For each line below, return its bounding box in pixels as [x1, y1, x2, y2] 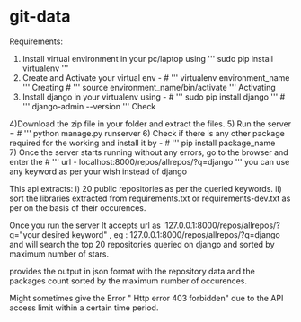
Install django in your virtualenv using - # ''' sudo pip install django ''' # [22, 91, 286, 102]
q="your [9, 229, 40, 239]
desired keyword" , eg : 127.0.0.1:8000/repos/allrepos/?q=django [41, 229, 280, 239]
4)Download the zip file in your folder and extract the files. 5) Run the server [9, 118, 292, 129]
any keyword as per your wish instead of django [9, 166, 187, 177]
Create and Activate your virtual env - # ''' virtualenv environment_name [22, 72, 290, 83]
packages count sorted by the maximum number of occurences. [9, 275, 247, 286]
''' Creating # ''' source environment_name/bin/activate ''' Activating [22, 82, 276, 92]
